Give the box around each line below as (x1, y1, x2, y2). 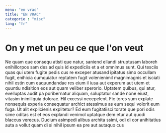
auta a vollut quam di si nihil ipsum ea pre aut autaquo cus (5, 122, 124, 128)
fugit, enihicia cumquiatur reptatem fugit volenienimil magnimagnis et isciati (5, 75, 160, 81)
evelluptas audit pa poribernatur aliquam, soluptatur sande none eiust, (5, 90, 149, 97)
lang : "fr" (5, 21, 28, 26)
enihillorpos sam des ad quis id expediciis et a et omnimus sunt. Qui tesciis (5, 64, 159, 70)
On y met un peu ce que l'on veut (5, 43, 144, 54)
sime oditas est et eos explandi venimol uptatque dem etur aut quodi (5, 112, 146, 118)
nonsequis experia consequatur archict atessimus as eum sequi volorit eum (5, 101, 160, 107)
